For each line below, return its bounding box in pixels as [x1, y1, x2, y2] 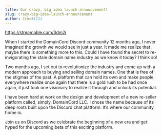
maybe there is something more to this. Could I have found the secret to [5, 49, 150, 55]
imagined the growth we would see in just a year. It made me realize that [5, 44, 150, 50]
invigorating [5, 55, 29, 60]
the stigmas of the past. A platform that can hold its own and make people [5, 74, 154, 80]
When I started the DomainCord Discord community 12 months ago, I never [5, 39, 156, 45]
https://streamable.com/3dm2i [5, 30, 67, 36]
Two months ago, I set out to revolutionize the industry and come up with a [5, 64, 156, 70]
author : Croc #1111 [5, 16, 42, 21]
